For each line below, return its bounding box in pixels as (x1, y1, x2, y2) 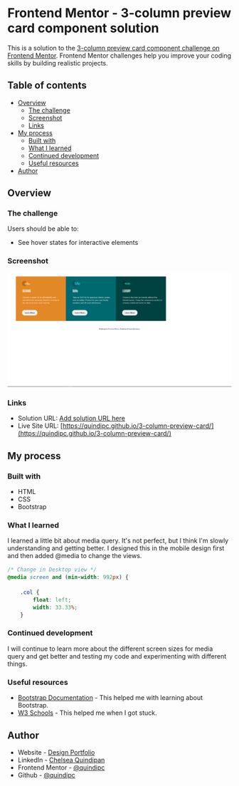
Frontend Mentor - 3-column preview (7, 5, 232, 21)
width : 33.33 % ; (33, 604, 78, 611)
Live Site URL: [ (17, 421, 63, 430)
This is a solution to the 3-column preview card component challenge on (7, 43, 221, 52)
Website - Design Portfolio (17, 748, 95, 756)
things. (7, 659, 28, 668)
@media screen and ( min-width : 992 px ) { (7, 574, 129, 581)
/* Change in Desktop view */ (7, 566, 97, 574)
